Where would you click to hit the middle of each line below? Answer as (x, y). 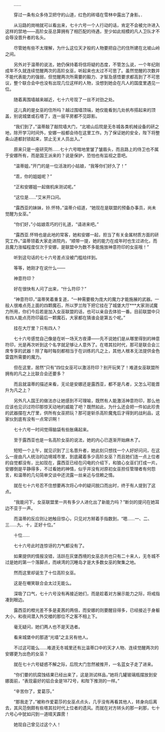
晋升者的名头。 (33, 37)
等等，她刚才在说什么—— (39, 268)
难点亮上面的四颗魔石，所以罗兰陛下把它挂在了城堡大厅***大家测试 (86, 305)
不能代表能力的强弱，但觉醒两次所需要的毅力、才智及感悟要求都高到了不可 (80, 77)
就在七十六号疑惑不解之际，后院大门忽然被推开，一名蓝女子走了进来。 (84, 664)
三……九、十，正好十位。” (30, 525)
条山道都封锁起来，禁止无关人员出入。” (44, 139)
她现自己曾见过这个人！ (37, 724)
